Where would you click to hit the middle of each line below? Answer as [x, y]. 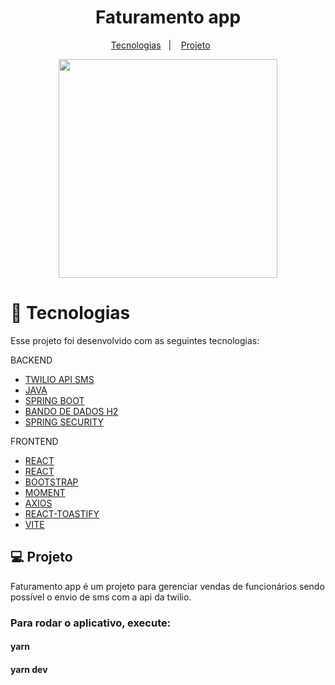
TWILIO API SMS [59, 379]
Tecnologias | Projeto [160, 45]
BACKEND [31, 360]
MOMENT [45, 492]
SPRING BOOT [54, 400]
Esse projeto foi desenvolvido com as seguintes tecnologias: [135, 340]
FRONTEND [34, 441]
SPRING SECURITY [64, 422]
